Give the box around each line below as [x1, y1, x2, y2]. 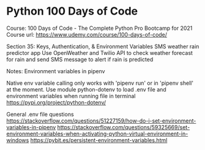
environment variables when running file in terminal [6, 92, 136, 99]
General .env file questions [6, 110, 75, 118]
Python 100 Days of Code [6, 4, 138, 18]
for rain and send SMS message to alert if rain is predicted [6, 55, 154, 63]
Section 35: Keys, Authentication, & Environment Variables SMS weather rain [6, 43, 199, 50]
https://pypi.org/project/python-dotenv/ [6, 99, 106, 106]
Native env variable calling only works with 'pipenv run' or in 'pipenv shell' [6, 79, 194, 87]
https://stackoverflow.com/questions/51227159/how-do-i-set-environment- [6, 117, 196, 124]
